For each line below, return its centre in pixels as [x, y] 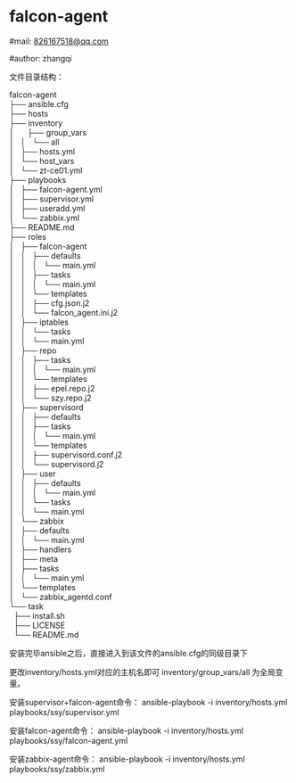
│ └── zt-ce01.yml [46, 170]
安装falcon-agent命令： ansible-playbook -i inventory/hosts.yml [126, 730]
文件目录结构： [37, 77]
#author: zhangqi [41, 58]
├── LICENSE [39, 625]
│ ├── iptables [39, 322]
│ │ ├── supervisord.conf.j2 [66, 454]
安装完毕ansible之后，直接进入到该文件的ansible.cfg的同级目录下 [128, 653]
